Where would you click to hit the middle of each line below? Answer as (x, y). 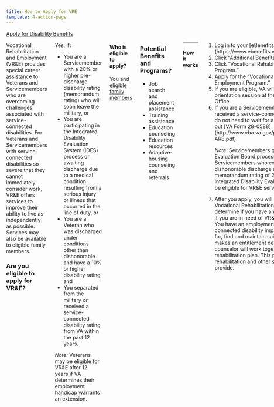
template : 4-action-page (36, 17)
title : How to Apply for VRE (42, 11)
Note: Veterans (73, 355)
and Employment (26, 58)
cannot (15, 176)
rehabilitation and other (243, 261)
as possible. (20, 226)
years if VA (68, 374)
